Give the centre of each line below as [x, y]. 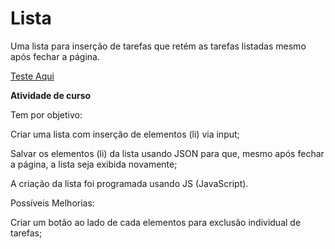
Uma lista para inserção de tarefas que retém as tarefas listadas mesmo [158, 46]
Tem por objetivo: [46, 114]
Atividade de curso [51, 95]
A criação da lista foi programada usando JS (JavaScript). [129, 183]
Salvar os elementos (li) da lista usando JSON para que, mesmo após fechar [167, 153]
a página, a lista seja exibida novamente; [94, 164]
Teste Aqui [32, 76]
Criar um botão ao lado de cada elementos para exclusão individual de [156, 222]
